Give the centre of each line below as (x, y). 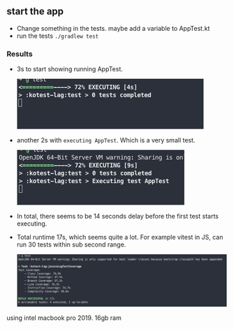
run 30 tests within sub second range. (71, 244)
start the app (35, 12)
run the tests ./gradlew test (58, 36)
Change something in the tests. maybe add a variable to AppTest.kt (113, 28)
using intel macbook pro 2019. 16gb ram (64, 318)
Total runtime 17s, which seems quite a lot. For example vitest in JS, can (120, 237)
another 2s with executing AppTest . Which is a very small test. (106, 140)
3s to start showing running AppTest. (70, 69)
